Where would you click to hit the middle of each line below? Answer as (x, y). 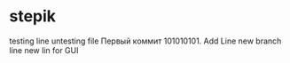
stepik (32, 16)
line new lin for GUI (44, 50)
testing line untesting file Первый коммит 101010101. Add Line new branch (145, 41)
